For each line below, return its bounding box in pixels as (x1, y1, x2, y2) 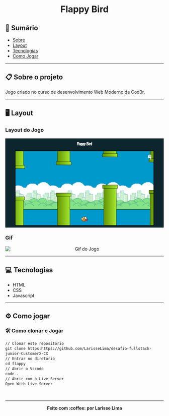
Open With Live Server (5, 382, 53, 387)
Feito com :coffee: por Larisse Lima (47, 405, 122, 411)
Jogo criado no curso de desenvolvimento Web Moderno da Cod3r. (5, 89, 145, 95)
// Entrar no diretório (5, 356, 55, 362)
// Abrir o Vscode (5, 367, 44, 372)
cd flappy (5, 362, 26, 367)
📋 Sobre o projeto (5, 73, 63, 82)
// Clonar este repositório (5, 341, 64, 346)
